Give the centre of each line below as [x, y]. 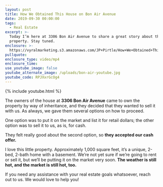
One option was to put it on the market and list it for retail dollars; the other [80, 120]
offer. [11, 140]
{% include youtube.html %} [33, 91]
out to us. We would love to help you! [42, 179]
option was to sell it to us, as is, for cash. [46, 125]
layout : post [18, 9]
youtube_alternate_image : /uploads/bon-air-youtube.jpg [63, 73]
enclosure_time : [21, 64]
